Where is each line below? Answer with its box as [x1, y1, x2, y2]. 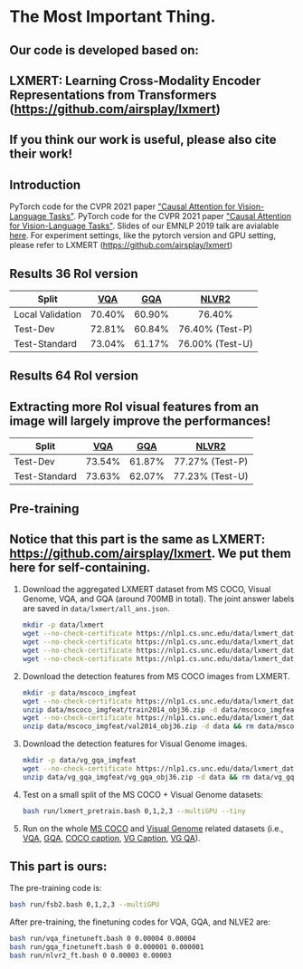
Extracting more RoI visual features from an [9, 398, 260, 414]
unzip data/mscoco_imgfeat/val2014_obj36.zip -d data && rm [22, 722, 254, 731]
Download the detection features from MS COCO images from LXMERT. [22, 670, 290, 681]
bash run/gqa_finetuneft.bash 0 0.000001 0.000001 [9, 943, 204, 952]
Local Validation [14, 308, 81, 321]
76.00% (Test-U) [177, 337, 253, 350]
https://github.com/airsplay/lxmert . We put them [9, 545, 292, 561]
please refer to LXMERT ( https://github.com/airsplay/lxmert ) [9, 240, 233, 251]
